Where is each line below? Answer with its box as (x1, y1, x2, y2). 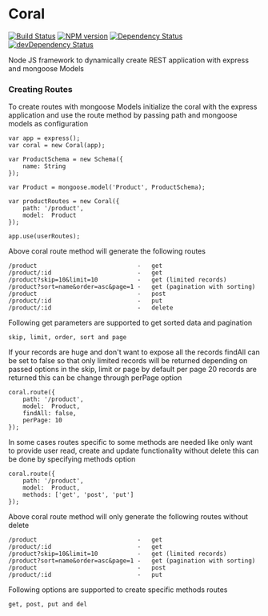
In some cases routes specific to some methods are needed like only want (8, 438, 254, 447)
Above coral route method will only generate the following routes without (8, 512, 248, 522)
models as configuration (8, 119, 89, 129)
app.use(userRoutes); (8, 233, 81, 241)
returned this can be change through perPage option (8, 373, 182, 382)
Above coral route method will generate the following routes (8, 246, 206, 256)
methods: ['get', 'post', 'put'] (22, 491, 134, 499)
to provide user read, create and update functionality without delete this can (8, 446, 259, 456)
